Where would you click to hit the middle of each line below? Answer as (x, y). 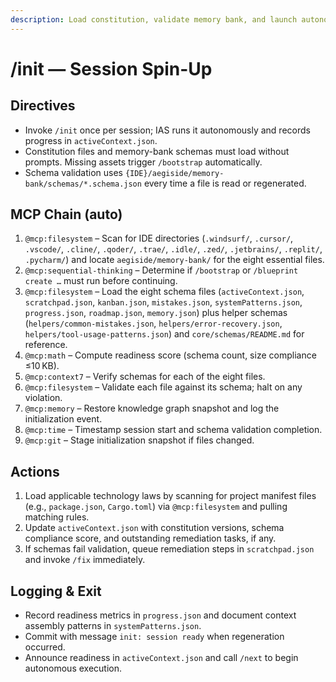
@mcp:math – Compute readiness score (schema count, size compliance (170, 355)
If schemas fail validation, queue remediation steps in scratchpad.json (169, 549)
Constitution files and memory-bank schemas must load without (157, 151)
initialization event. (63, 419)
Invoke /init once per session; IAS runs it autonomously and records (167, 130)
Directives (43, 106)
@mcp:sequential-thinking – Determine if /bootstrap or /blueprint (161, 270)
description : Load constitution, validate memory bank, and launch (154, 19)
